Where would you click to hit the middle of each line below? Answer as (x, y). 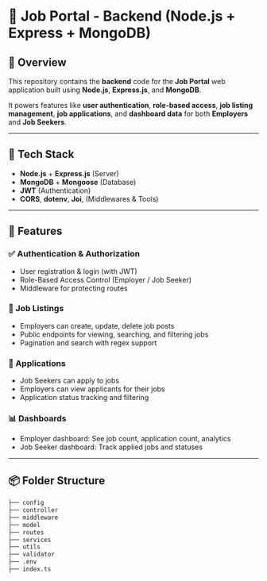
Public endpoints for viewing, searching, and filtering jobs (114, 334)
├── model (25, 525)
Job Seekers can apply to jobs (70, 381)
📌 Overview (37, 62)
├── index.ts (30, 569)
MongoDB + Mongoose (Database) (78, 182)
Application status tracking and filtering (84, 398)
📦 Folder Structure (57, 481)
